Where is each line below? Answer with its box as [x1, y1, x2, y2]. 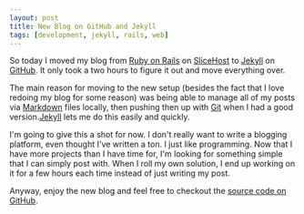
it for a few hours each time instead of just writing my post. [9, 168, 230, 178]
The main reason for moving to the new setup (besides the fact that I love [9, 83, 285, 94]
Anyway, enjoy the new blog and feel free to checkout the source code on [9, 186, 287, 197]
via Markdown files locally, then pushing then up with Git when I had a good [9, 102, 294, 113]
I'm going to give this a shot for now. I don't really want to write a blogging [9, 129, 288, 140]
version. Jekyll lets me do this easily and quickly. [9, 111, 190, 123]
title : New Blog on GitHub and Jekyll [9, 22, 157, 31]
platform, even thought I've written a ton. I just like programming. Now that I [9, 138, 293, 150]
